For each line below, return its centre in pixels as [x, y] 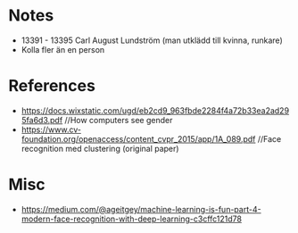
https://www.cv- [51, 129]
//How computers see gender [119, 120]
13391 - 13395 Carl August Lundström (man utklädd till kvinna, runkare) [152, 40]
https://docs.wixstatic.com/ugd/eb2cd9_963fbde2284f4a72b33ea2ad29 [155, 110]
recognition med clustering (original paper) [100, 148]
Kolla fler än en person [63, 49]
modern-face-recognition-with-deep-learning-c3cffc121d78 [132, 219]
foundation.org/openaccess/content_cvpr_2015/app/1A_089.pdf [138, 138]
